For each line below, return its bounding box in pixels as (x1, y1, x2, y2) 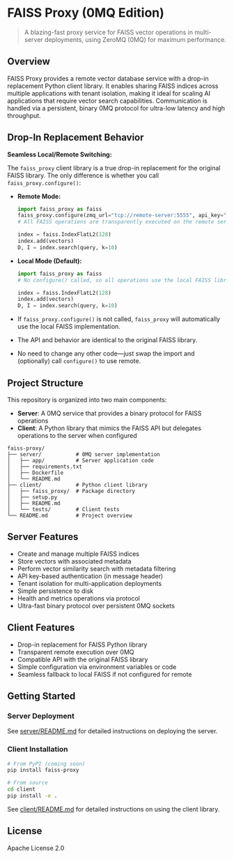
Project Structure (7, 377, 84, 389)
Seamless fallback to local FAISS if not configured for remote (17, 670, 192, 678)
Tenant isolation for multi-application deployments (17, 579, 162, 587)
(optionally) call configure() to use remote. (17, 357, 141, 365)
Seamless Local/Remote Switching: (7, 150, 113, 159)
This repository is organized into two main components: (7, 396, 167, 404)
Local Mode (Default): (17, 256, 82, 265)
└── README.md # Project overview (7, 512, 132, 519)
